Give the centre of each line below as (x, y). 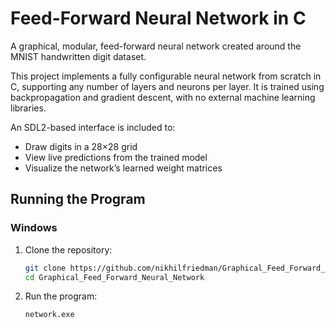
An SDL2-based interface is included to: (93, 127)
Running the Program (78, 199)
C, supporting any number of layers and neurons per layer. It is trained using (167, 86)
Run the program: (61, 296)
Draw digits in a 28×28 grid (81, 146)
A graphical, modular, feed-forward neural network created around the (156, 46)
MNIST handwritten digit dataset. (78, 56)
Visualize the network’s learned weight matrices (123, 168)
